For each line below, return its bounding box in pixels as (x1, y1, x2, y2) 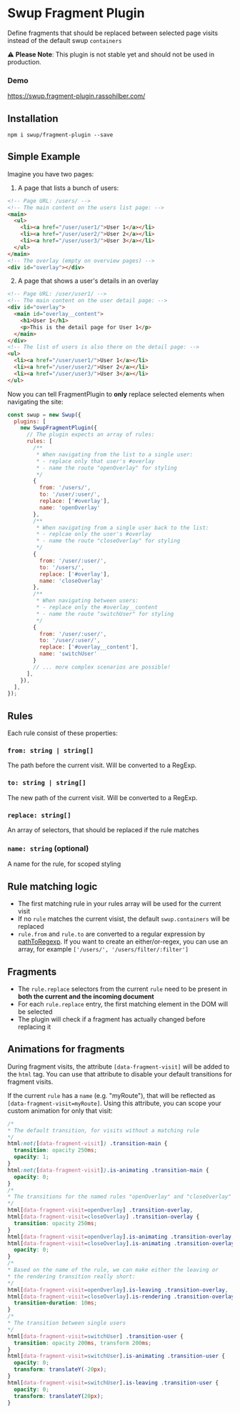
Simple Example (7, 151, 81, 163)
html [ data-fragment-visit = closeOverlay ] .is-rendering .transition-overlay (7, 1293, 235, 1300)
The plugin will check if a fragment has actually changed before (17, 1014, 206, 1023)
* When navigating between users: (36, 597, 139, 604)
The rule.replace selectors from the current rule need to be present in (17, 984, 228, 993)
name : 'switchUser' (39, 650, 98, 658)
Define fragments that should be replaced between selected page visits (7, 29, 219, 37)
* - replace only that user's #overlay (36, 457, 155, 465)
